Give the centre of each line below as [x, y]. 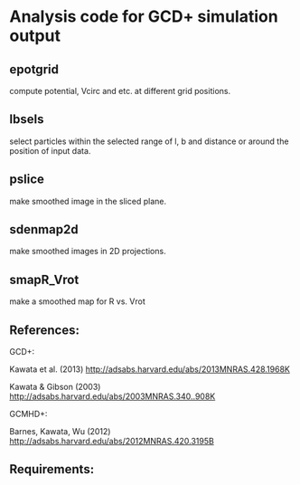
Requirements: [52, 469]
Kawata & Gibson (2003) [55, 387]
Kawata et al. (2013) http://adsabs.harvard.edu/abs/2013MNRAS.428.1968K [150, 369]
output [35, 36]
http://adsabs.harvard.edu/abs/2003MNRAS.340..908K [112, 396]
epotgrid [34, 69]
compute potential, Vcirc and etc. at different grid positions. [120, 91]
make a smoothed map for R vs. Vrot [78, 301]
